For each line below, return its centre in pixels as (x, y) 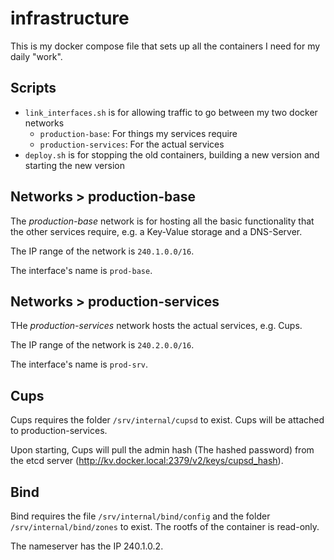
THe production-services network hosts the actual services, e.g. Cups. (156, 326)
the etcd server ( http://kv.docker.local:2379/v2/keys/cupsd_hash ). (147, 461)
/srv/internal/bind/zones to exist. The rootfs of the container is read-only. (165, 526)
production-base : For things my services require (138, 133)
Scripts (33, 88)
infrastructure (70, 18)
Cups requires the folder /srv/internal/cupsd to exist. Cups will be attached (167, 420)
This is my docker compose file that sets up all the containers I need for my (165, 46)
